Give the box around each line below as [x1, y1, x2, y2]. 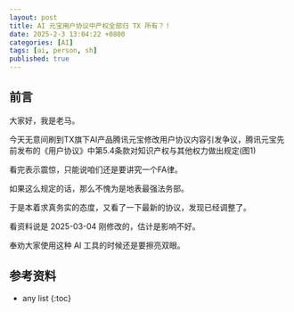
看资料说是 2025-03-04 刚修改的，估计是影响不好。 [9, 220, 200, 232]
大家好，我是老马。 [9, 115, 80, 126]
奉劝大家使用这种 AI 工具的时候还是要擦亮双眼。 [9, 240, 185, 250]
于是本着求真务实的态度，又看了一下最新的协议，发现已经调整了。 [9, 201, 251, 212]
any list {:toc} [21, 292, 71, 303]
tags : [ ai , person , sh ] [9, 46, 98, 55]
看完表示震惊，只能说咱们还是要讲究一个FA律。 [9, 164, 183, 175]
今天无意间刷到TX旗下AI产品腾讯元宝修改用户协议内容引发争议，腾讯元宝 [9, 134, 278, 144]
